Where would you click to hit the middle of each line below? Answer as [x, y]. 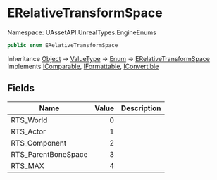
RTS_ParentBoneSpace [49, 154]
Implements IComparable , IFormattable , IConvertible [83, 66]
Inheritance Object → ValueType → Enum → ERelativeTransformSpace [108, 58]
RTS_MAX [27, 165]
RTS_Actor [29, 131]
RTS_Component [39, 143]
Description [141, 108]
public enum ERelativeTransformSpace [63, 45]
